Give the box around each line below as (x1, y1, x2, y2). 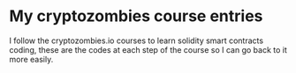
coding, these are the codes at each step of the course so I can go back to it (9, 44, 287, 55)
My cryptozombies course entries (9, 6, 263, 26)
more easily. (9, 54, 54, 64)
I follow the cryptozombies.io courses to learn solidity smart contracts (9, 35, 263, 46)
